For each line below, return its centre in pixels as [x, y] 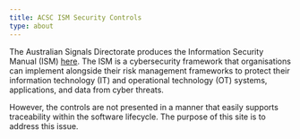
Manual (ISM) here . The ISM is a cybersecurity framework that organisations [150, 61]
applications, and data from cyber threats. [86, 90]
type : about [31, 26]
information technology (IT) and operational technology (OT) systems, [138, 80]
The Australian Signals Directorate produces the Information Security [137, 51]
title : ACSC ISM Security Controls [76, 17]
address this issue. [44, 126]
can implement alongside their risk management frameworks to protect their [150, 70]
